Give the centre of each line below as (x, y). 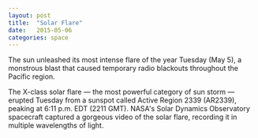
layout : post (30, 15)
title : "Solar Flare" (45, 23)
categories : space (38, 37)
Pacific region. (32, 76)
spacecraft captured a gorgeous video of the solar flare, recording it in (123, 117)
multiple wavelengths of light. (56, 125)
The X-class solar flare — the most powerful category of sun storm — (122, 92)
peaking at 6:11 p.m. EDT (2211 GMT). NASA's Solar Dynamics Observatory (129, 109)
